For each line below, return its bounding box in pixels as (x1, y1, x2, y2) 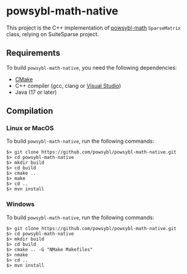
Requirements (6, 48, 60, 58)
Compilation (6, 106, 53, 116)
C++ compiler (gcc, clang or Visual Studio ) (14, 82, 122, 89)
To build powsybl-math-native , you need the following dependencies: (6, 64, 177, 71)
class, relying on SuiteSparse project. (6, 30, 100, 37)
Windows (6, 200, 35, 208)
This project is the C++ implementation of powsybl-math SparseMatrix (6, 24, 181, 31)
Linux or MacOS (6, 124, 54, 132)
